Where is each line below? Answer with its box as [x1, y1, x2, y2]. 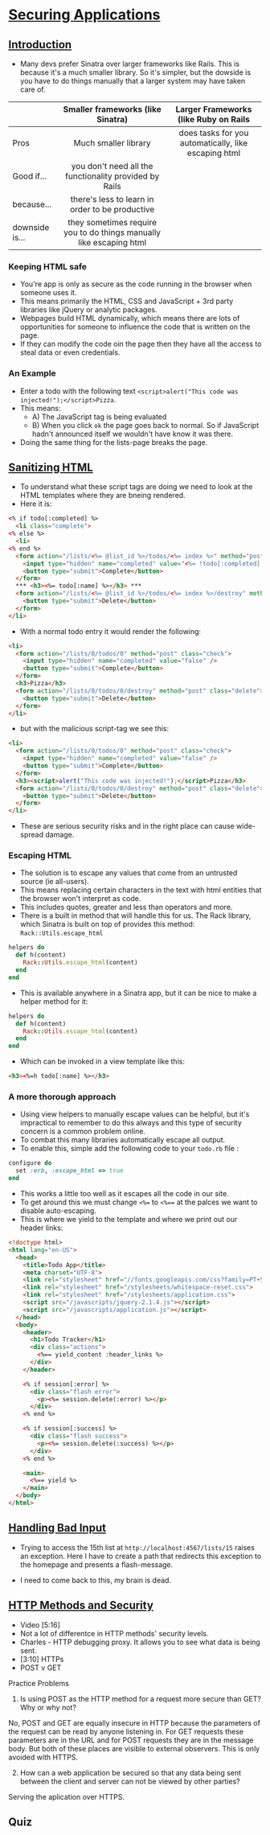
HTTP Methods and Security [8, 1598, 154, 1612]
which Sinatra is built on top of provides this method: [19, 920, 195, 929]
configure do [8, 1159, 52, 1167]
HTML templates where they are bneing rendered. [19, 491, 186, 500]
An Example [8, 368, 56, 379]
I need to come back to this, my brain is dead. [19, 1575, 171, 1585]
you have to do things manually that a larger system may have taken [19, 76, 246, 85]
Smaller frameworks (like [63, 104, 162, 114]
